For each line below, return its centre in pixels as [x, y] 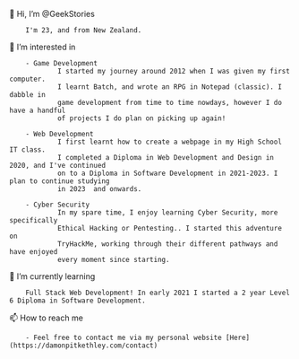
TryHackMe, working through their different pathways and [167, 244]
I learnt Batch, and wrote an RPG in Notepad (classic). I [169, 87]
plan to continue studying [60, 181]
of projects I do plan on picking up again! [141, 118]
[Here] [238, 337]
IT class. [28, 150]
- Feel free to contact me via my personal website [124, 337]
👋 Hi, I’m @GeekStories [52, 14]
